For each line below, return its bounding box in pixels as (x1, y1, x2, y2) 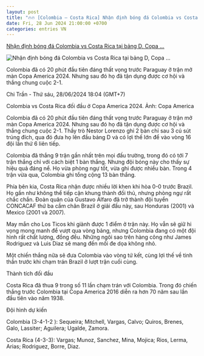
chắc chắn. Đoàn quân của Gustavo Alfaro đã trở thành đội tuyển (6, 196, 169, 204)
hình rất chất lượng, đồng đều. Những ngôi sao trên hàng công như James (6, 233, 192, 241)
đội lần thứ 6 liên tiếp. (6, 140, 61, 148)
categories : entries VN (6, 26, 67, 32)
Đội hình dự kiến (6, 306, 47, 313)
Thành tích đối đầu (6, 270, 53, 277)
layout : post (6, 9, 39, 15)
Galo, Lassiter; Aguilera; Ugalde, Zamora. (6, 324, 109, 332)
